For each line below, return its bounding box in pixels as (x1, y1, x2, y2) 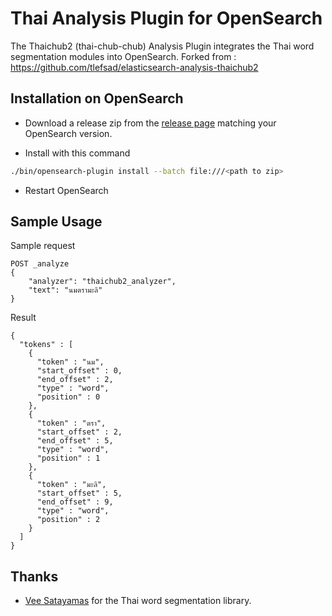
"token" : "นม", (36, 357, 105, 367)
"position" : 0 (36, 392, 101, 402)
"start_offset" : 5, (36, 488, 123, 499)
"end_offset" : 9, (36, 497, 114, 507)
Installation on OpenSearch (10, 90, 184, 107)
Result (10, 312, 37, 324)
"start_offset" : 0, (36, 366, 123, 376)
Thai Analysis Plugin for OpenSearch (10, 7, 323, 30)
